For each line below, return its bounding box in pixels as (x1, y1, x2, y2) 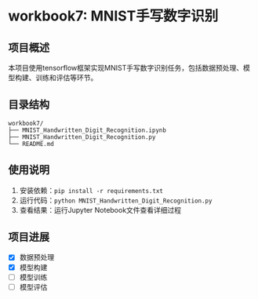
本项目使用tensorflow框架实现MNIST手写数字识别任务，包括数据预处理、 (8, 64, 244, 72)
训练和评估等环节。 (35, 73, 98, 82)
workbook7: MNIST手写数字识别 (8, 7, 219, 25)
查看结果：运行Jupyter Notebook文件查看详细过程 (19, 205, 182, 214)
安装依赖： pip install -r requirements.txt (19, 185, 163, 195)
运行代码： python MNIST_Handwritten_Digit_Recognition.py (19, 195, 213, 205)
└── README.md (8, 140, 55, 148)
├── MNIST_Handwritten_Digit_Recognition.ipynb (8, 126, 167, 134)
